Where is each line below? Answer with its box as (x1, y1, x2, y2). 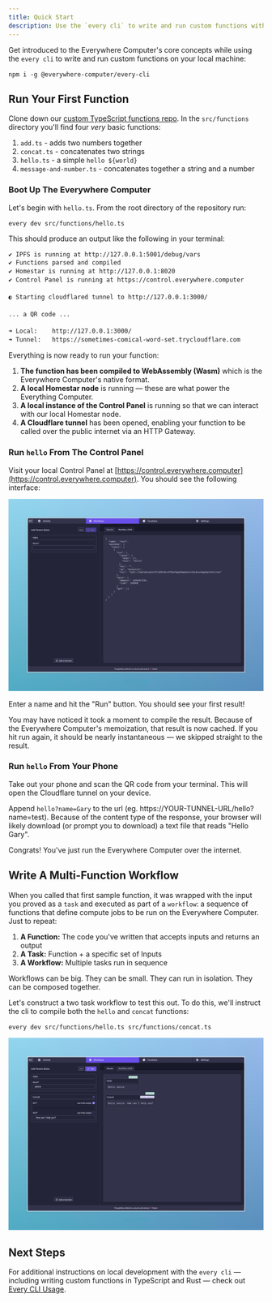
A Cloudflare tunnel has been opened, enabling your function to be (19, 418, 246, 428)
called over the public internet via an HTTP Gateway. (19, 427, 196, 436)
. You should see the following (136, 474, 237, 483)
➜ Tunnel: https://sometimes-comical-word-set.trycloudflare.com (8, 336, 241, 344)
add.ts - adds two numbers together (19, 138, 142, 148)
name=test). (8, 812, 49, 822)
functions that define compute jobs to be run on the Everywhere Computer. (8, 907, 259, 917)
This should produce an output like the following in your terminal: (8, 234, 225, 243)
